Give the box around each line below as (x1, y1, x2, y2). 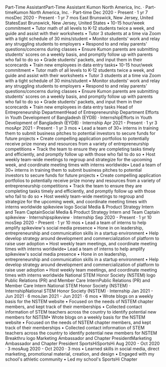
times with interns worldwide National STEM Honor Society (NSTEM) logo (5, 272, 156, 278)
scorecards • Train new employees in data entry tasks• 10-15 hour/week (5, 62, 153, 68)
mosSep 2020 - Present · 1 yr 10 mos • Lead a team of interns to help (5, 220, 147, 226)
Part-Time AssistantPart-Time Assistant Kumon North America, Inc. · (5, 4, 145, 10)
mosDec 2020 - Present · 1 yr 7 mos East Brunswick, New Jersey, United (5, 15, 154, 20)
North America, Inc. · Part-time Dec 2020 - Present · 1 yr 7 (29, 9, 148, 15)
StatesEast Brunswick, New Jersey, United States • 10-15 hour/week (5, 20, 145, 26)
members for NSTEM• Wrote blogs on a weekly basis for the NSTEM (5, 314, 145, 320)
